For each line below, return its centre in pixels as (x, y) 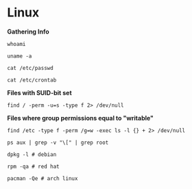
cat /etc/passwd (30, 68)
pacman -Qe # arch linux (43, 178)
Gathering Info (28, 32)
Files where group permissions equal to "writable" (81, 118)
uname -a (20, 56)
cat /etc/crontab (32, 80)
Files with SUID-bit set (39, 92)
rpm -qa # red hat (33, 166)
